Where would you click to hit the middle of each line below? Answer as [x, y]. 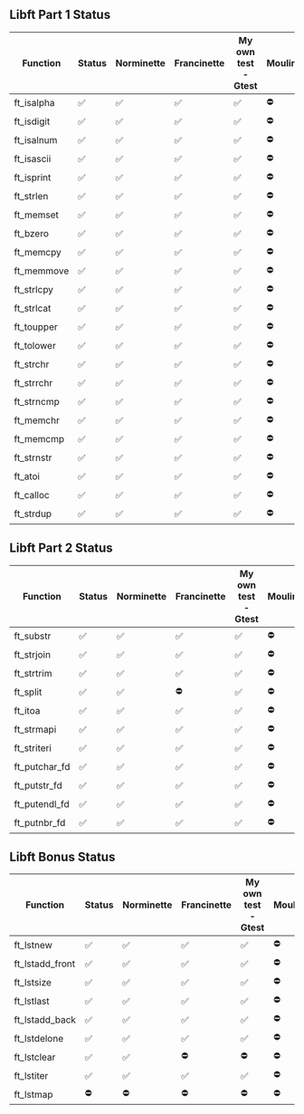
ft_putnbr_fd [40, 823]
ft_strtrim [33, 674]
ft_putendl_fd [42, 804]
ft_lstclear [35, 1057]
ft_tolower [35, 346]
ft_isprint [33, 178]
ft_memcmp [39, 439]
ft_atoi [27, 476]
